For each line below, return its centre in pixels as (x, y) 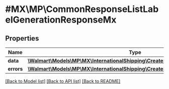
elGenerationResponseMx (61, 20)
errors (15, 69)
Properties (22, 38)
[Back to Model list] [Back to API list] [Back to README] (63, 81)
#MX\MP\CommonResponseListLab (82, 9)
